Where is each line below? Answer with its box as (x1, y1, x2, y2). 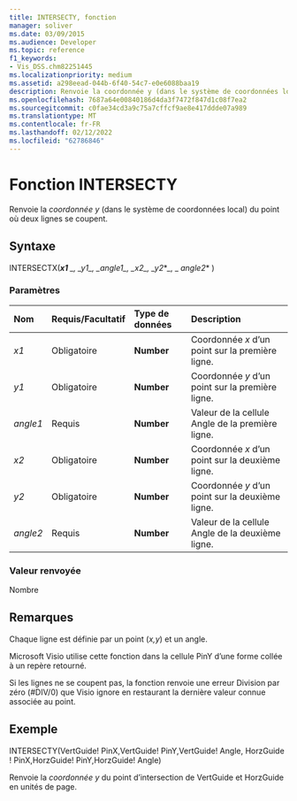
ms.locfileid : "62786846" (9, 136, 104, 145)
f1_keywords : (9, 54, 57, 63)
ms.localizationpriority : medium (9, 71, 133, 80)
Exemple (9, 722, 58, 737)
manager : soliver (9, 21, 73, 30)
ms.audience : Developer (9, 37, 97, 47)
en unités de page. (9, 781, 78, 792)
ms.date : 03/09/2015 (9, 29, 86, 38)
